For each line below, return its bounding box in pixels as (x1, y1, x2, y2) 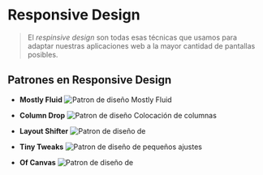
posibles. (27, 49, 58, 59)
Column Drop (19, 110, 66, 120)
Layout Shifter (19, 126, 69, 135)
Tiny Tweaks (19, 142, 64, 152)
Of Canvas (19, 157, 56, 167)
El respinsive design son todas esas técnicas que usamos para (27, 32, 237, 42)
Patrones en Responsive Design (7, 73, 172, 87)
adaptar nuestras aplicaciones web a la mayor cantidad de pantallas (27, 41, 256, 50)
